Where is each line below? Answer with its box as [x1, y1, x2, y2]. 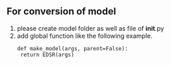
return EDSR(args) [20, 51, 75, 58]
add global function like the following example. [16, 31, 153, 40]
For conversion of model [6, 6, 117, 17]
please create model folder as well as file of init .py [16, 24, 165, 32]
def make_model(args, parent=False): [16, 45, 129, 52]
